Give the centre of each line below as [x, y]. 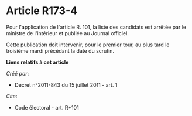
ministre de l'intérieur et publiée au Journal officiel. [67, 33]
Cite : [12, 96]
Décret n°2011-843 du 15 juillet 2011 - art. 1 [66, 85]
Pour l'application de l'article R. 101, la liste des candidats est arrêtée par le [96, 27]
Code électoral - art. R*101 [47, 107]
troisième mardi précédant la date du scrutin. [60, 50]
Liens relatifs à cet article [37, 62]
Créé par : [18, 73]
